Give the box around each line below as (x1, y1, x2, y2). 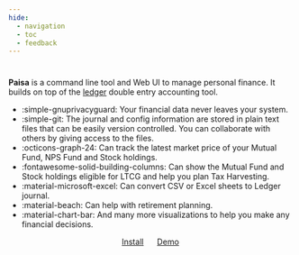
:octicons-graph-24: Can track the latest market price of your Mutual (21, 142, 277, 153)
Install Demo (122, 236, 179, 248)
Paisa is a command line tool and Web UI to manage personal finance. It (8, 77, 276, 88)
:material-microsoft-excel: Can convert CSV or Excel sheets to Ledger (21, 181, 281, 192)
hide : (8, 13, 29, 23)
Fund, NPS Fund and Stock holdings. (21, 152, 159, 163)
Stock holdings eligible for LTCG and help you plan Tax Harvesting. (21, 171, 270, 182)
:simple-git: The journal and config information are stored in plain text (21, 114, 280, 124)
